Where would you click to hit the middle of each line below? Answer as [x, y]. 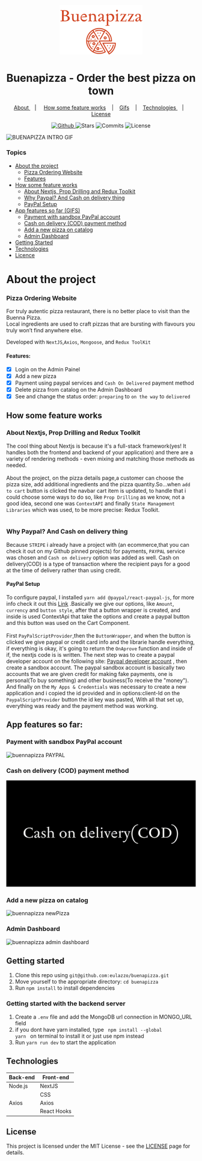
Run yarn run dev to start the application [65, 1042]
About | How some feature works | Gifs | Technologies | [99, 108]
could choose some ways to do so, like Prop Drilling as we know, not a [96, 497]
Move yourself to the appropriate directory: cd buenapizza [87, 982]
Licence [25, 255]
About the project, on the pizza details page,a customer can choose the [95, 478]
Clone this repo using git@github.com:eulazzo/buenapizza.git [92, 975]
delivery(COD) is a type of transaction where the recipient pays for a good [98, 564]
